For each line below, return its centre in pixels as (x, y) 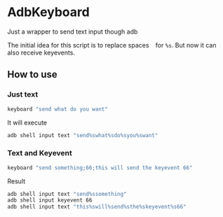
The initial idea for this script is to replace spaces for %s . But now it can (112, 45)
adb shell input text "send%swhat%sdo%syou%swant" (83, 135)
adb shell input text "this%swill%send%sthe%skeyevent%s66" (97, 207)
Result (16, 181)
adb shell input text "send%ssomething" (67, 194)
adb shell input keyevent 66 (50, 200)
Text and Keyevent (40, 153)
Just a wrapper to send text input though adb (73, 31)
